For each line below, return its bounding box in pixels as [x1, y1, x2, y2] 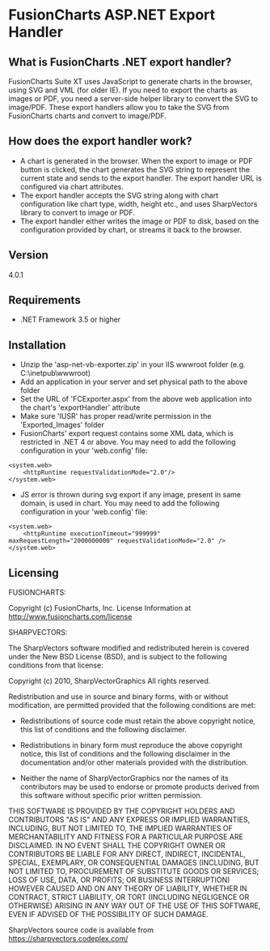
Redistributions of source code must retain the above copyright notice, [19, 716, 256, 726]
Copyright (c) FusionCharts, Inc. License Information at [8, 603, 192, 613]
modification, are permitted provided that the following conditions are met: [8, 701, 256, 710]
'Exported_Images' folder [19, 420, 105, 430]
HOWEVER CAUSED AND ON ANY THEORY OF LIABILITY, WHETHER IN [8, 884, 248, 893]
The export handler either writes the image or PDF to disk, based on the [19, 216, 259, 226]
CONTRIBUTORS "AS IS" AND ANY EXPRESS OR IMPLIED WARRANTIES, [8, 815, 251, 825]
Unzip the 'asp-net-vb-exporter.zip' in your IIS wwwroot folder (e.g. [19, 360, 246, 369]
